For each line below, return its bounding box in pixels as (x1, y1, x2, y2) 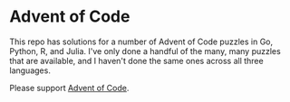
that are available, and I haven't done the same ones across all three (9, 55, 265, 66)
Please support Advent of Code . (9, 82, 130, 93)
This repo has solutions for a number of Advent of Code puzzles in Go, (9, 36, 274, 47)
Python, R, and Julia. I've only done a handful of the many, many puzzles (9, 45, 281, 56)
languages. (9, 65, 52, 76)
